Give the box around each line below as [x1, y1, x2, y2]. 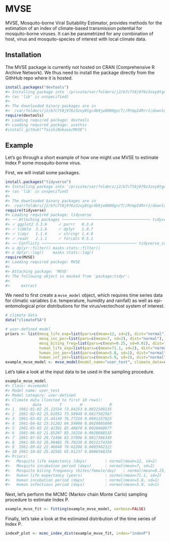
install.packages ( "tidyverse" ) [5, 179, 71, 185]
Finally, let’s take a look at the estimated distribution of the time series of [5, 516, 156, 522]
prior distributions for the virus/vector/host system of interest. [36, 303, 165, 309]
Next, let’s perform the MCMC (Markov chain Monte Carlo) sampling [5, 491, 148, 497]
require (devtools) [5, 113, 44, 118]
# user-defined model [5, 327, 51, 332]
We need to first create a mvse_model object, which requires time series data [5, 292, 163, 298]
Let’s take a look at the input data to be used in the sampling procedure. [5, 369, 155, 375]
